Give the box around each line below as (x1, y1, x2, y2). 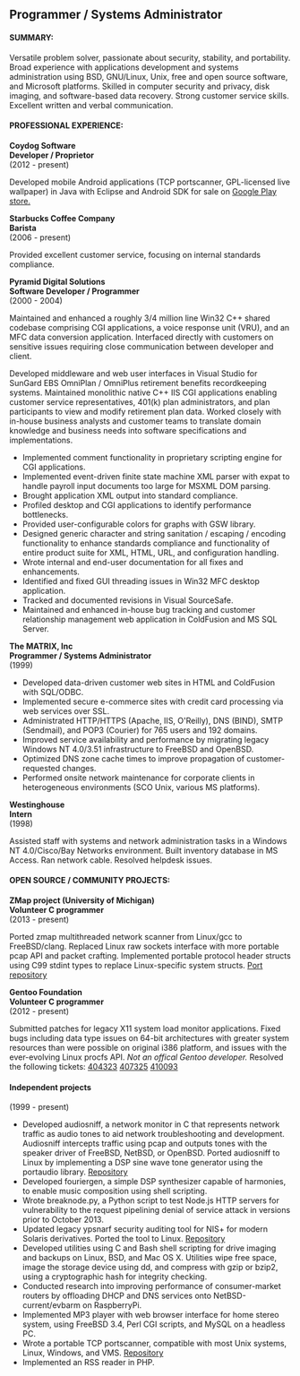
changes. (62, 762, 97, 773)
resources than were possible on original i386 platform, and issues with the (9, 1043, 287, 1053)
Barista (9, 222, 38, 233)
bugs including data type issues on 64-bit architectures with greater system (9, 1033, 289, 1043)
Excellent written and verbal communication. (9, 99, 174, 110)
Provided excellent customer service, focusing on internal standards (9, 249, 261, 260)
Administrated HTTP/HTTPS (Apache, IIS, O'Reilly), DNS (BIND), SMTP (21, 715, 284, 726)
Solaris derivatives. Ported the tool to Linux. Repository (21, 1234, 226, 1244)
